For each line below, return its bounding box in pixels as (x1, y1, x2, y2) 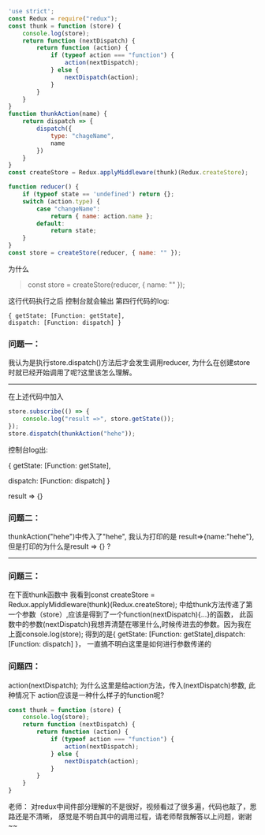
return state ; (50, 227, 97, 235)
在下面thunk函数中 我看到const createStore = (8, 590, 155, 599)
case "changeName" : (36, 205, 101, 213)
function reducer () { (8, 183, 80, 191)
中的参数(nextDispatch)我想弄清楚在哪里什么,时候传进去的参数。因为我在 (14, 620, 252, 629)
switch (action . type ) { (22, 197, 101, 205)
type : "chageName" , (50, 132, 114, 140)
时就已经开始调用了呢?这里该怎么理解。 (8, 367, 136, 378)
